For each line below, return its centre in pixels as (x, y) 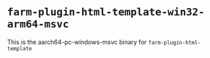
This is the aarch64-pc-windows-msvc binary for (77, 42)
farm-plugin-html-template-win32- (106, 12)
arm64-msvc (38, 25)
